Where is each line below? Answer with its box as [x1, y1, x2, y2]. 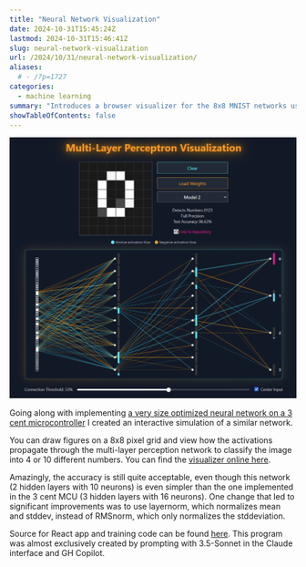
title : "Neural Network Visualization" [9, 15, 161, 24]
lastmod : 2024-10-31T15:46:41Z [9, 34, 128, 43]
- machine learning [17, 91, 92, 100]
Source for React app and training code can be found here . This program [9, 528, 283, 539]
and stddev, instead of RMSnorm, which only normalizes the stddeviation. [9, 510, 286, 521]
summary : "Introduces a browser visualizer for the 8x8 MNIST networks [9, 101, 287, 110]
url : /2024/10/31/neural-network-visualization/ [9, 53, 198, 63]
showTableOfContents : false [9, 110, 117, 120]
